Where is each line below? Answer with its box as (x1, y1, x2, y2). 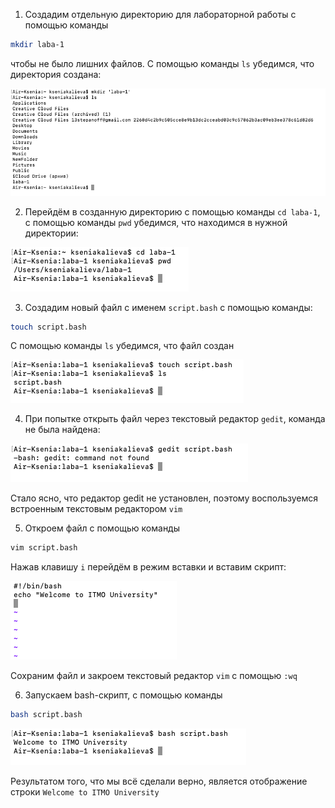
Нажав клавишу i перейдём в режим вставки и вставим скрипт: (10, 561, 287, 573)
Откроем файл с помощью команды (24, 522, 181, 534)
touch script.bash (10, 322, 87, 332)
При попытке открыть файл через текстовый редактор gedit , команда (24, 413, 326, 425)
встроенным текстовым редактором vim (10, 503, 183, 515)
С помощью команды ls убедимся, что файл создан (10, 340, 235, 352)
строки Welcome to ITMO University (10, 786, 160, 798)
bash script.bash (10, 710, 83, 720)
